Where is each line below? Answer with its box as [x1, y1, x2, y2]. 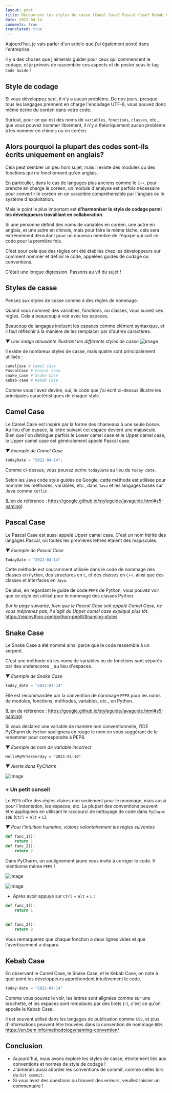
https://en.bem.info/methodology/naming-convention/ [5, 1027, 119, 1033]
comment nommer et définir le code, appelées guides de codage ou [5, 253, 149, 259]
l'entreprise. [5, 46, 31, 52]
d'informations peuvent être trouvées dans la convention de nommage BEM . [5, 1021, 163, 1027]
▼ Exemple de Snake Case [5, 673, 63, 679]
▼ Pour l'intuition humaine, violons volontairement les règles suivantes [5, 824, 155, 830]
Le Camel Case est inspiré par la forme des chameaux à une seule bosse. [5, 421, 160, 427]
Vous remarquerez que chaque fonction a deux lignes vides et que [5, 936, 146, 942]
